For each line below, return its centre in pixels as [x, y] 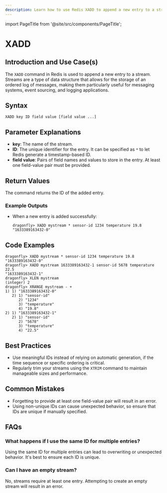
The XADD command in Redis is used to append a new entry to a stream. [78, 74]
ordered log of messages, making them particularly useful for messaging [80, 84]
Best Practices [28, 346]
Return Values [28, 181]
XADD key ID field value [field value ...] [51, 117]
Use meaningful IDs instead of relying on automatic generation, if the [83, 357]
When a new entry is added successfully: [55, 216]
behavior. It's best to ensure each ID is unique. [53, 457]
